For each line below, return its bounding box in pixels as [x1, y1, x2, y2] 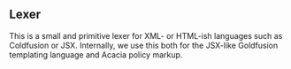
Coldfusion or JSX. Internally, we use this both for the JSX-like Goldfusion [9, 40, 279, 50]
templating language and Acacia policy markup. [9, 49, 183, 60]
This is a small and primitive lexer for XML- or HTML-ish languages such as [9, 30, 283, 41]
